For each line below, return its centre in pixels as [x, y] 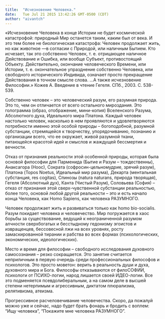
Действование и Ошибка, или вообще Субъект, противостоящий [73, 59]
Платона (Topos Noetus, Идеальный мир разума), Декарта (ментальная [81, 173]
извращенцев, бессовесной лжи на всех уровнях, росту [65, 229]
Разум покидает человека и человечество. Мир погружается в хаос [77, 213]
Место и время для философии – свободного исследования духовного [80, 249]
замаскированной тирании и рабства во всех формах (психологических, [82, 234]
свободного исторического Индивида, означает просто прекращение [79, 75]
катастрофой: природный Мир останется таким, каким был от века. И [79, 38]
